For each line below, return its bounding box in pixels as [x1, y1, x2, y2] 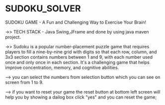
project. [5, 34, 21, 40]
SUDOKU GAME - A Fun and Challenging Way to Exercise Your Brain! [5, 19, 147, 25]
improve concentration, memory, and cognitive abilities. [5, 65, 119, 70]
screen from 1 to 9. [5, 79, 44, 85]
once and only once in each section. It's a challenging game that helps [5, 59, 150, 65]
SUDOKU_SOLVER [5, 3, 81, 14]
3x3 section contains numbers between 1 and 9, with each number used [5, 54, 153, 60]
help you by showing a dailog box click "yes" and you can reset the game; [5, 94, 157, 100]
